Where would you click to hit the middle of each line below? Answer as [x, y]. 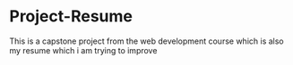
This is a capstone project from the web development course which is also [146, 41]
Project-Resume [71, 16]
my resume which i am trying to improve [83, 50]
